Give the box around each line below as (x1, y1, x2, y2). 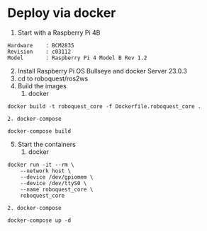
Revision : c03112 (7, 48, 72, 55)
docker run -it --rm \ (7, 161, 74, 168)
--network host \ (20, 167, 72, 174)
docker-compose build (7, 127, 72, 135)
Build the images (17, 81, 67, 90)
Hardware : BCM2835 (7, 42, 74, 49)
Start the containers (17, 140, 76, 148)
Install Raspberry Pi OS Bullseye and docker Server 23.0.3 (17, 66, 188, 75)
